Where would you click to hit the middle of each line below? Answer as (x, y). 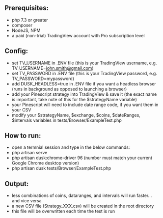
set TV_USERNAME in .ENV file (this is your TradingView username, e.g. (84, 63)
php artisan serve (29, 153)
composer (22, 25)
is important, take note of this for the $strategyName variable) (74, 99)
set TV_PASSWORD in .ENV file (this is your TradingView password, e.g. (84, 73)
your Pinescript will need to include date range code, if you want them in (85, 105)
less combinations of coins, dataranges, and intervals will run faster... (82, 195)
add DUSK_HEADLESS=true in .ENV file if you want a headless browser (84, 83)
